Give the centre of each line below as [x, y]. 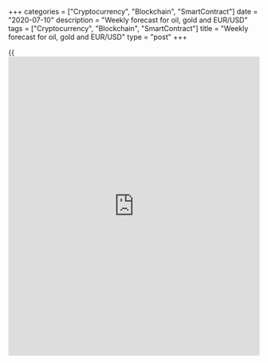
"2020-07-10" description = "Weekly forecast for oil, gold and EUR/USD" [128, 20]
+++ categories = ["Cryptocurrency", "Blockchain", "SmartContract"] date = [133, 12]
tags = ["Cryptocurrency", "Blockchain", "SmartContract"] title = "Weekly [128, 28]
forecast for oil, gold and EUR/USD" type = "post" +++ [98, 37]
